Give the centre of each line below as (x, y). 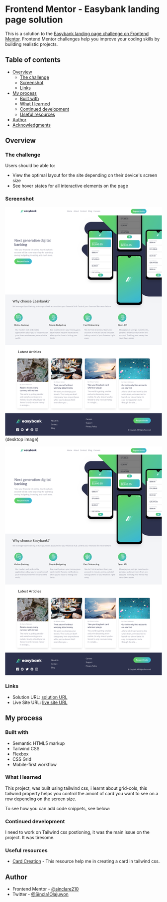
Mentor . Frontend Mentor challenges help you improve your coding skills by (83, 39)
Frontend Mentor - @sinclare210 (45, 889)
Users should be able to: (30, 166)
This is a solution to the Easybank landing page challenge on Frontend (77, 33)
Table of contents (33, 60)
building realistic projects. (32, 44)
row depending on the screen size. (41, 799)
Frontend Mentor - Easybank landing (83, 9)
